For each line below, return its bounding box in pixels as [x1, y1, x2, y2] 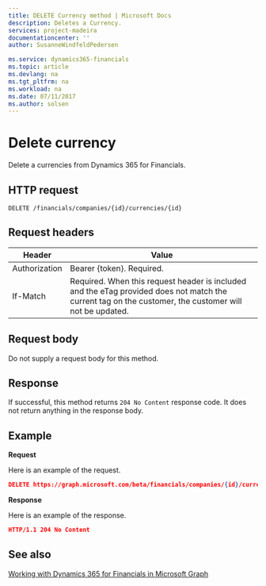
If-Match [12, 291, 46, 302]
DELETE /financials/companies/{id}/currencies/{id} [8, 204, 182, 212]
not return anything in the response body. [8, 406, 144, 415]
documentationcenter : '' [8, 33, 90, 42]
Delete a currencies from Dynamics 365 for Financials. [8, 160, 186, 170]
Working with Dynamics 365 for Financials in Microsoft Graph [8, 569, 209, 578]
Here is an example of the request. [8, 465, 121, 475]
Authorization [12, 263, 63, 274]
